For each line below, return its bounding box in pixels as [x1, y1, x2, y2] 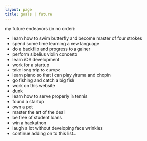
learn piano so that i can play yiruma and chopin [12, 72, 111, 78]
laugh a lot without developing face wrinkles [12, 125, 103, 131]
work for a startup [12, 62, 50, 68]
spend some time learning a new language [12, 40, 100, 46]
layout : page [5, 7, 32, 12]
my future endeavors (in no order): [5, 25, 76, 31]
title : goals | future [5, 12, 52, 17]
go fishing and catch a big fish [12, 77, 74, 83]
